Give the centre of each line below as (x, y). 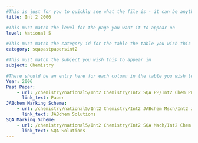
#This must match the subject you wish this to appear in (79, 60)
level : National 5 (29, 33)
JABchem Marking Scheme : (37, 104)
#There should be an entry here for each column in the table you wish (96, 76)
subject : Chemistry (30, 65)
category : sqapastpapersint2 (42, 49)
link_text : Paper (43, 98)
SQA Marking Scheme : (32, 119)
